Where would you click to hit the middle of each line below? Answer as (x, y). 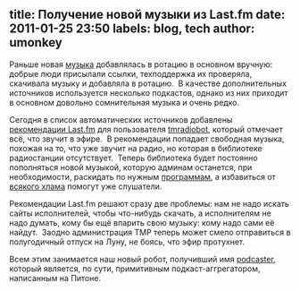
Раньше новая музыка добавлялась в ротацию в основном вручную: (141, 64)
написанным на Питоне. (55, 278)
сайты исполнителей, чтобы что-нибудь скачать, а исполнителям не (141, 213)
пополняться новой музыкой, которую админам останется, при (131, 167)
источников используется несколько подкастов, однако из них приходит (149, 92)
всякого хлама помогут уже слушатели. (86, 186)
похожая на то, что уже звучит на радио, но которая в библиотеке (136, 148)
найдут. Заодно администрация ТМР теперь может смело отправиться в (150, 232)
